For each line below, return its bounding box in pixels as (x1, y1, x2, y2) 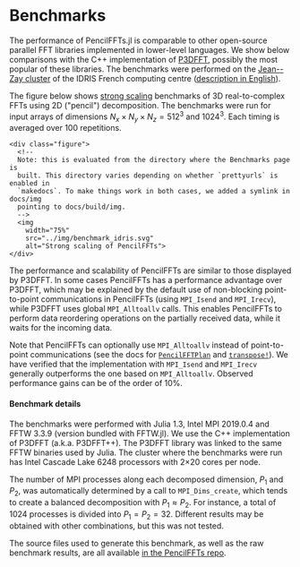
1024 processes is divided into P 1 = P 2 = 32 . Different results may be (9, 508, 264, 521)
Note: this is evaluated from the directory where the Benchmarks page (17, 156, 291, 165)
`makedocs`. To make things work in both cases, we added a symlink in (17, 187, 291, 196)
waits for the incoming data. (9, 322, 113, 333)
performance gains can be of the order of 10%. (9, 378, 184, 389)
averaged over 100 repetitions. (9, 123, 123, 133)
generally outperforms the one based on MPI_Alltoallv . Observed (9, 368, 253, 379)
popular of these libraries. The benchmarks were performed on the (9, 64, 257, 74)
